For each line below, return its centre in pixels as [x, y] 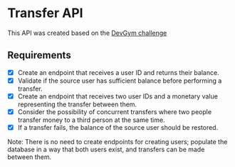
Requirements [39, 55]
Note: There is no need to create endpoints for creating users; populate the [117, 142]
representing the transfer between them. [77, 104]
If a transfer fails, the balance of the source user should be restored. [118, 127]
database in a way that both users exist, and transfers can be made [106, 150]
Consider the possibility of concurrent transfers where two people [115, 111]
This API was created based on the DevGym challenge [87, 33]
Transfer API [45, 13]
